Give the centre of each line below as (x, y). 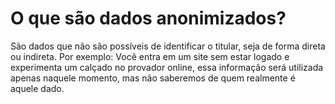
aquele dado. (37, 88)
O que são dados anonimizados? (148, 18)
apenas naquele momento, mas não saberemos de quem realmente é (153, 78)
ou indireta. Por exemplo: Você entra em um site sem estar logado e (150, 56)
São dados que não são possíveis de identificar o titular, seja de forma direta (168, 46)
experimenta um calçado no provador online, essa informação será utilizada (167, 67)
